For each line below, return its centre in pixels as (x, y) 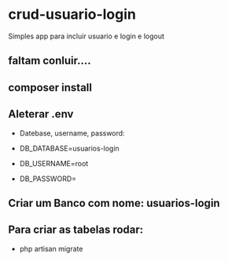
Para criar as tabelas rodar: (76, 230)
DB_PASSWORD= (48, 179)
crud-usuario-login (72, 14)
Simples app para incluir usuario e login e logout (86, 36)
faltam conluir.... (50, 61)
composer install (50, 87)
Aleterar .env (41, 114)
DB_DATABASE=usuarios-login (69, 148)
